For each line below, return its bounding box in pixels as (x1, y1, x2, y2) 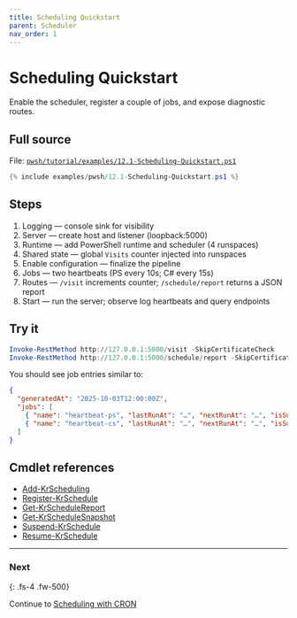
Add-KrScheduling (21, 483, 90, 494)
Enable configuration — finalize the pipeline (21, 258, 181, 268)
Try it (9, 321, 39, 336)
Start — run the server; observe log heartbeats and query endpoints (21, 296, 270, 306)
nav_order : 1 (9, 29, 57, 38)
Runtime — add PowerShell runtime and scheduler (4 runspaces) (21, 239, 259, 250)
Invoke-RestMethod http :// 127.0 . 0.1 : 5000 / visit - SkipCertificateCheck (9, 344, 275, 354)
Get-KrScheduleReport (21, 502, 106, 514)
